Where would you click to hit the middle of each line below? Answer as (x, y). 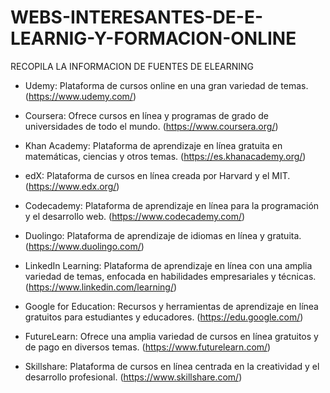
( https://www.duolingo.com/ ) (84, 246)
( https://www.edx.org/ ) (72, 186)
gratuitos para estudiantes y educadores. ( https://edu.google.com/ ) (164, 317)
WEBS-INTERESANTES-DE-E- (137, 17)
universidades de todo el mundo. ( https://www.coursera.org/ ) (151, 126)
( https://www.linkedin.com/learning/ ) (101, 287)
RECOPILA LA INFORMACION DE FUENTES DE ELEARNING (132, 66)
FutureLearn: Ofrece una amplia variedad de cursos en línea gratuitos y (171, 336)
